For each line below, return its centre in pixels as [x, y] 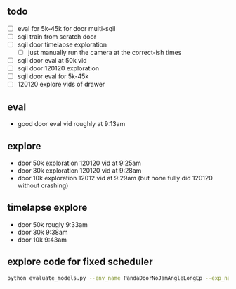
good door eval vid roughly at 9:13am [71, 124]
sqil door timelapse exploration [62, 44]
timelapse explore [47, 208]
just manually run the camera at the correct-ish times [105, 53]
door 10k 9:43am [42, 240]
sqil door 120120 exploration [58, 68]
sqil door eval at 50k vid [52, 61]
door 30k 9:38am [42, 232]
